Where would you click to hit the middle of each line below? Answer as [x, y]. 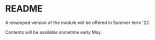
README [24, 9]
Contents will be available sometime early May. [53, 32]
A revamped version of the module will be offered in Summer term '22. [78, 22]
